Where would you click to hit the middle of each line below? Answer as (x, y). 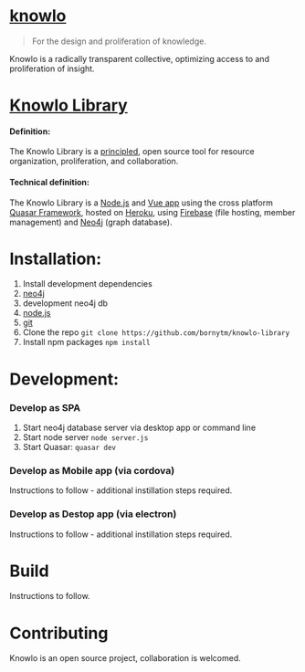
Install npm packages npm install (86, 342)
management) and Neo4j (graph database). (91, 222)
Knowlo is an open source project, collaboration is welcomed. (126, 658)
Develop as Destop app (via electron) (93, 514)
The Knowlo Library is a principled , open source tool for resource (132, 152)
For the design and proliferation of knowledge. (119, 41)
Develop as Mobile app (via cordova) (92, 470)
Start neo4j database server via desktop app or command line (139, 427)
